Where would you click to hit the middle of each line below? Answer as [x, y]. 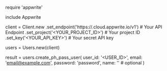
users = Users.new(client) [32, 47]
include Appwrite [23, 17]
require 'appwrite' [24, 7]
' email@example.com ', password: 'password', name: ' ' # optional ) [75, 63]
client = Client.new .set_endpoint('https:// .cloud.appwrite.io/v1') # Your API [84, 27]
